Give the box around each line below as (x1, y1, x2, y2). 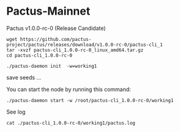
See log (6, 108, 26, 116)
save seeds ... (6, 73, 42, 81)
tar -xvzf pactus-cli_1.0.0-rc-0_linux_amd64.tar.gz (6, 47, 144, 53)
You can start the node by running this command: (6, 86, 132, 93)
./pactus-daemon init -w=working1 (6, 63, 97, 69)
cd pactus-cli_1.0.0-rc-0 (6, 52, 72, 59)
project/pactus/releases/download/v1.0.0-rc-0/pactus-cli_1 (6, 42, 163, 48)
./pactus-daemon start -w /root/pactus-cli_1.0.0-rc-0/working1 (6, 97, 174, 103)
